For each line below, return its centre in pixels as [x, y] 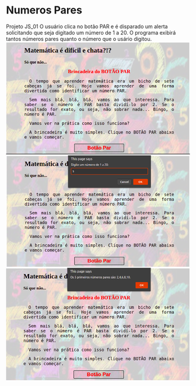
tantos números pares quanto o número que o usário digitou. [79, 39]
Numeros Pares [44, 10]
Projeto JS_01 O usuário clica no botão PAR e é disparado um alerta [87, 26]
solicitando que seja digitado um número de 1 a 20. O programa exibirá [91, 32]
